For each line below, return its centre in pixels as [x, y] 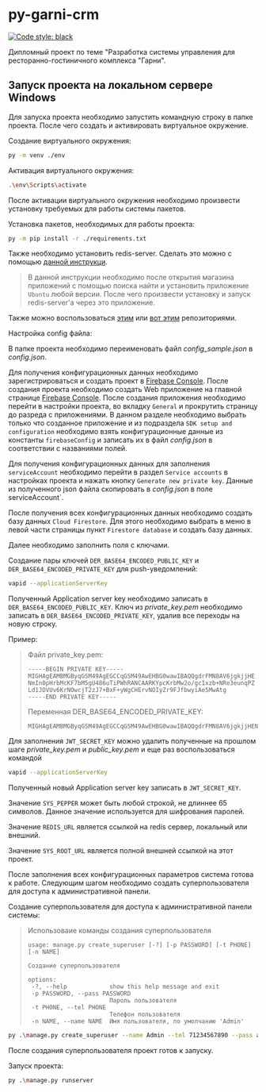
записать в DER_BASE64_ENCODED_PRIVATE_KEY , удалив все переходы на [124, 616]
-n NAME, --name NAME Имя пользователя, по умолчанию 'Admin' [138, 1021]
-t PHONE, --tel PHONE [69, 1008]
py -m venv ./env [37, 155]
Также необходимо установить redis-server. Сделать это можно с [120, 254]
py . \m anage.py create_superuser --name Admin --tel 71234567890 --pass [131, 1036]
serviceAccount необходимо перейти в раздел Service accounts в [118, 472]
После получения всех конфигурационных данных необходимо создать [130, 513]
